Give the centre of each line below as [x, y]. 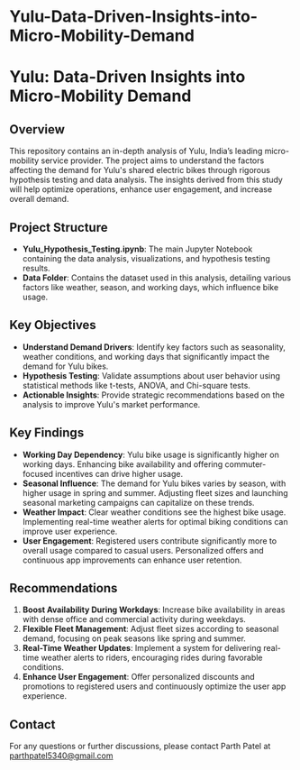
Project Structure [59, 227]
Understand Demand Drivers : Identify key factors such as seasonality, [154, 347]
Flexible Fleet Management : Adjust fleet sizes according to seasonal [150, 629]
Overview [37, 129]
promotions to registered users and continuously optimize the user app [154, 686]
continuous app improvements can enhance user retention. [132, 560]
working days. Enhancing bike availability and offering [123, 464]
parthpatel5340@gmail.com [62, 756]
